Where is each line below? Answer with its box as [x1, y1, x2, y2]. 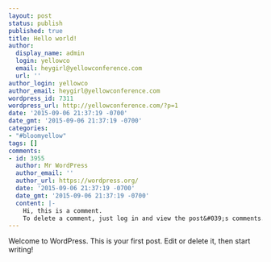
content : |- [15, 199, 56, 207]
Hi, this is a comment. [23, 206, 103, 214]
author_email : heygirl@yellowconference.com [8, 86, 161, 95]
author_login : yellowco [8, 79, 89, 87]
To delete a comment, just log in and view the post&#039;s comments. [23, 214, 265, 222]
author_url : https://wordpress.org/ [15, 177, 139, 185]
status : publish [8, 19, 63, 27]
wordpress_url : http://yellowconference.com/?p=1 [8, 102, 179, 110]
